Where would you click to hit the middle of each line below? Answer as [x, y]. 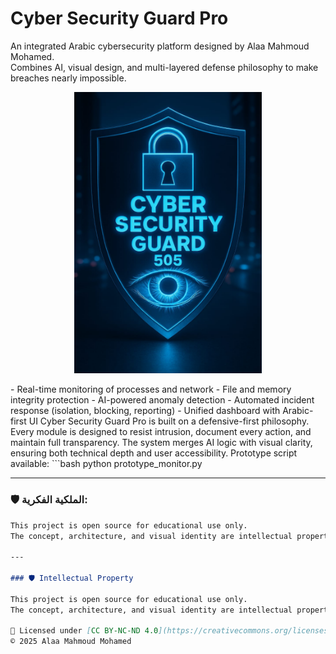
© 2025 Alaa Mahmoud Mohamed [71, 642]
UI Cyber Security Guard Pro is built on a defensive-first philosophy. [169, 421]
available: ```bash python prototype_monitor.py [106, 464]
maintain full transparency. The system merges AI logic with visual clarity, [161, 443]
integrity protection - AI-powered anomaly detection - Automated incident [162, 400]
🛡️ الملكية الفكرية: [49, 500]
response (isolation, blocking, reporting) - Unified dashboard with [145, 411]
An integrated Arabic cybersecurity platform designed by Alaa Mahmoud [160, 46]
